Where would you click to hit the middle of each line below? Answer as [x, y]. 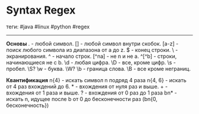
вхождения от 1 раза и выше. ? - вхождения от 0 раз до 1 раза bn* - [92, 93]
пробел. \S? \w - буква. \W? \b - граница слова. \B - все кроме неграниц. [99, 69]
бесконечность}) [28, 105]
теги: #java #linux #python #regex [48, 27]
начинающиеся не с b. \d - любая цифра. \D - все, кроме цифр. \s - [91, 62]
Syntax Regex [41, 10]
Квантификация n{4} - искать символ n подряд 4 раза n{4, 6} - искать [96, 80]
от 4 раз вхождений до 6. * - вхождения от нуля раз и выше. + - [87, 86]
